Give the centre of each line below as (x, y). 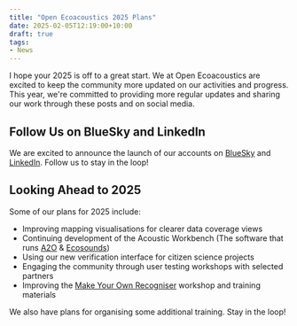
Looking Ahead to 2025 (75, 190)
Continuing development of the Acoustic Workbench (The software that (152, 238)
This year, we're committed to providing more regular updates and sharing (145, 95)
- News (21, 50)
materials (39, 294)
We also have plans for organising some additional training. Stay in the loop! (148, 312)
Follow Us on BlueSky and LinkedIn (107, 132)
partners (38, 276)
